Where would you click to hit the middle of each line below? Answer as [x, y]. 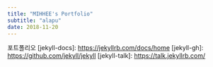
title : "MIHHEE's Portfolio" [50, 14]
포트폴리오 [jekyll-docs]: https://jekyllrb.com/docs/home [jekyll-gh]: [105, 48]
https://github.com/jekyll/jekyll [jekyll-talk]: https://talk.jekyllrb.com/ [106, 56]
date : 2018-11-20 [33, 27]
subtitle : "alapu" [34, 20]
